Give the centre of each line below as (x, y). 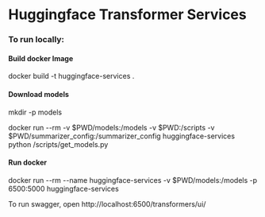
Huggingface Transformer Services (128, 15)
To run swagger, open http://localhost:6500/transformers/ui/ (107, 203)
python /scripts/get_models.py (58, 144)
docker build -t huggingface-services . (71, 76)
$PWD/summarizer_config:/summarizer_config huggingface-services (122, 136)
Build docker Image (41, 58)
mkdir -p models (35, 112)
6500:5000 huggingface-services (63, 188)
